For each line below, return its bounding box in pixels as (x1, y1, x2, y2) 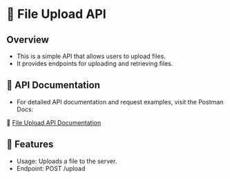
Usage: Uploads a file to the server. (16, 157, 117, 165)
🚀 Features (6, 138, 54, 151)
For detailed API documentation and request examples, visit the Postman (16, 97, 224, 106)
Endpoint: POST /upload (16, 164, 86, 172)
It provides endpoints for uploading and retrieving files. (16, 59, 173, 68)
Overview (6, 34, 50, 46)
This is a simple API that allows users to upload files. (16, 52, 166, 60)
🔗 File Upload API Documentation (6, 118, 102, 126)
